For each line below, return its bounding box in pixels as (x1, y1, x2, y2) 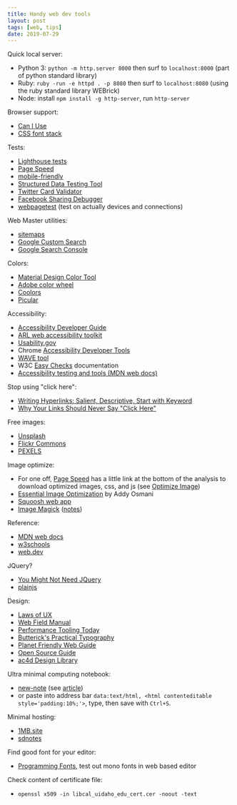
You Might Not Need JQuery (17, 575, 101, 584)
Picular (17, 295, 39, 304)
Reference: (7, 519, 40, 527)
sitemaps (17, 230, 45, 239)
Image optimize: (7, 461, 55, 470)
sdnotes (17, 734, 42, 743)
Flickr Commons (17, 440, 66, 448)
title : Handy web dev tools (7, 10, 91, 18)
